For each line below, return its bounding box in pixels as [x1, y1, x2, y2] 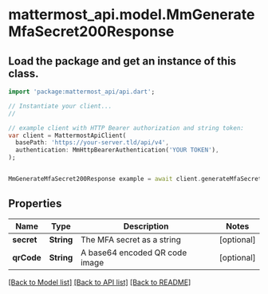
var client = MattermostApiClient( [8, 131, 127, 139]
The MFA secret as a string [81, 233, 181, 245]
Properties [8, 197, 62, 210]
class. [8, 66, 39, 80]
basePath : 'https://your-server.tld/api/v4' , [15, 139, 170, 147]
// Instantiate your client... [8, 102, 112, 110]
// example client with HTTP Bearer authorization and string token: [8, 123, 245, 132]
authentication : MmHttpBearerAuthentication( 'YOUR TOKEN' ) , [15, 146, 219, 155]
